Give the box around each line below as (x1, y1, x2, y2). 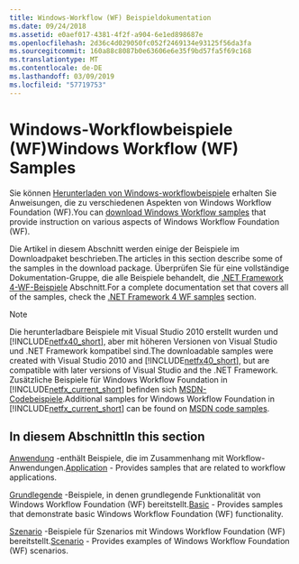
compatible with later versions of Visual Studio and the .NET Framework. (9, 365, 278, 375)
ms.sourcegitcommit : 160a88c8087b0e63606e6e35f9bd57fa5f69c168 (9, 47, 252, 56)
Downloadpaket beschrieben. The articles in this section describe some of (9, 253, 284, 264)
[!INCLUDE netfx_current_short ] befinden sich (9, 384, 177, 394)
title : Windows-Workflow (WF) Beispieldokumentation (9, 13, 212, 23)
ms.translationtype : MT (9, 55, 99, 64)
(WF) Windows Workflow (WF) (9, 138, 239, 159)
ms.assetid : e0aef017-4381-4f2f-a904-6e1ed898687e (9, 30, 204, 39)
